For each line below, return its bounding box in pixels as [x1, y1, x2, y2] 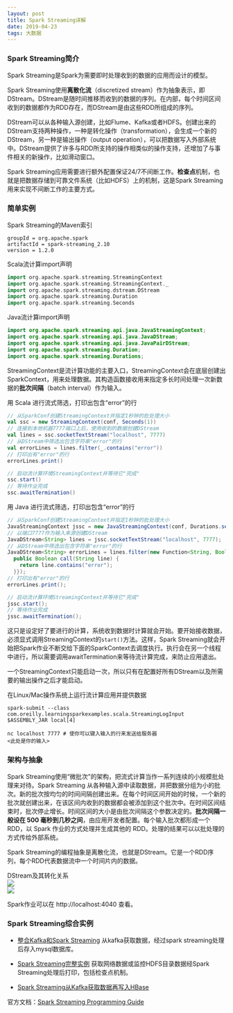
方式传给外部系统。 [7, 833, 62, 841]
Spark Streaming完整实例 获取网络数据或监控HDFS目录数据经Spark [17, 960, 210, 968]
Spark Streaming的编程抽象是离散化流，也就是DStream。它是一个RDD [7, 848, 208, 856]
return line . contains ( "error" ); [19, 562, 113, 569]
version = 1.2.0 [7, 247, 54, 254]
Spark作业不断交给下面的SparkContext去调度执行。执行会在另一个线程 [19, 644, 222, 652]
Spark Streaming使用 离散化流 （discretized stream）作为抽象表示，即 [7, 85, 206, 94]
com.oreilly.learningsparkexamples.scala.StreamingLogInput [7, 711, 185, 718]
